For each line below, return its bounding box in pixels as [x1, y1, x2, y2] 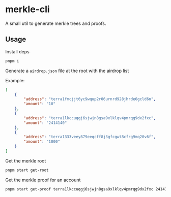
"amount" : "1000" [23, 139, 60, 144]
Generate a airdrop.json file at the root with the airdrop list [5, 68, 129, 74]
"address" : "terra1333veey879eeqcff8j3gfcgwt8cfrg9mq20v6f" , [23, 135, 156, 140]
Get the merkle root [5, 157, 46, 163]
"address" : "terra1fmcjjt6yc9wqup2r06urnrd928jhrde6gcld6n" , [23, 96, 156, 102]
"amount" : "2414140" [23, 120, 67, 125]
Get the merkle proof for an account [5, 177, 81, 183]
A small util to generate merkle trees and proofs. [5, 20, 106, 26]
